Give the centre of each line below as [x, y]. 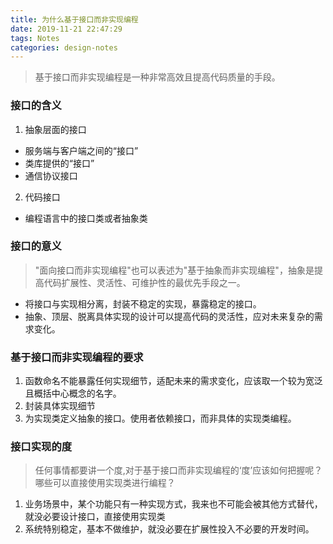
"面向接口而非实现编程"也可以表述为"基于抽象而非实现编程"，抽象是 [174, 270]
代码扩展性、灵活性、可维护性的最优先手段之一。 [144, 282]
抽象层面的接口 [55, 129]
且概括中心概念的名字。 [73, 393]
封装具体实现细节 [60, 406]
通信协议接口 [51, 175]
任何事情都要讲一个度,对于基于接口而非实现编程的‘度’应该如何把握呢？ [178, 470]
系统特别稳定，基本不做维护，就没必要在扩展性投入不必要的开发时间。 [169, 529]
